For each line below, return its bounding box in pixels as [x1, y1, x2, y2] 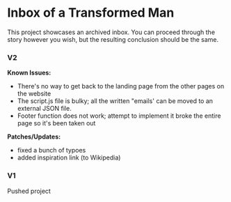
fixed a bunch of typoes [17, 146, 86, 155]
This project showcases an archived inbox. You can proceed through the [7, 28, 216, 36]
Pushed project [7, 187, 51, 195]
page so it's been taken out [17, 119, 96, 127]
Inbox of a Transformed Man [7, 5, 175, 21]
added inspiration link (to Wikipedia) [17, 153, 121, 162]
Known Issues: [7, 68, 51, 77]
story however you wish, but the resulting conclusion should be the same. [7, 35, 219, 43]
